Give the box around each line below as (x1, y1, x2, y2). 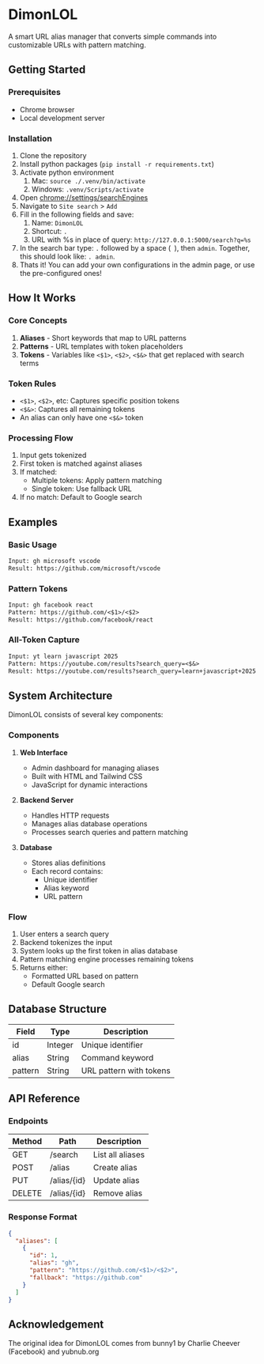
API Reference (8, 1092, 81, 1105)
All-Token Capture (8, 634, 81, 645)
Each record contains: (31, 866, 104, 875)
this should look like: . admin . (19, 251, 115, 261)
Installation (8, 133, 53, 144)
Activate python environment (19, 168, 115, 177)
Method (12, 1136, 43, 1147)
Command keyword (81, 1052, 154, 1063)
